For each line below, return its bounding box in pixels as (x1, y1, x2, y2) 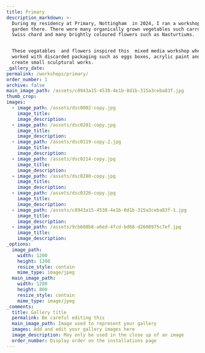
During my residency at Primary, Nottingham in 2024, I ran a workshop (12, 20, 201, 26)
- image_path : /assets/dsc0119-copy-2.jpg (12, 139, 121, 145)
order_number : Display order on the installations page (12, 337, 157, 344)
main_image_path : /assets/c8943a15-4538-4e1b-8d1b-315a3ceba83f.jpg (6, 88, 184, 94)
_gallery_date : (6, 65, 45, 71)
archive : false (6, 82, 45, 89)
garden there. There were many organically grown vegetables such (12, 26, 184, 32)
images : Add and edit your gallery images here (12, 326, 135, 333)
